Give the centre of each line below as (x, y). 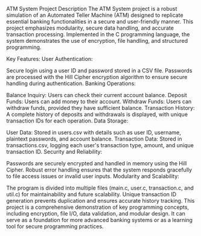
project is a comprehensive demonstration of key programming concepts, (97, 207)
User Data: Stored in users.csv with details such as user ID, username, (94, 132)
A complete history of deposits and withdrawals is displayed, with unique (97, 114)
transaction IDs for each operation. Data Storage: (67, 121)
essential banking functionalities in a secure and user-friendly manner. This (100, 21)
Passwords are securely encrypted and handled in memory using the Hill (97, 163)
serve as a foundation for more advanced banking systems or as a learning (100, 220)
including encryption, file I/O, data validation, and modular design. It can (96, 213)
